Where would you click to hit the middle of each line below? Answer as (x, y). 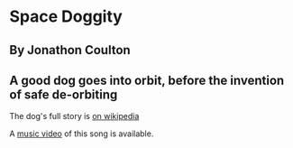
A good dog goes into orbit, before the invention (147, 80)
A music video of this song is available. (82, 134)
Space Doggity (66, 17)
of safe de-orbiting (64, 94)
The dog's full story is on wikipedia (74, 116)
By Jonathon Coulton (70, 50)
